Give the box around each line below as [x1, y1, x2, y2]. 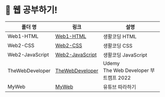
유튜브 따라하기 [103, 83, 137, 90]
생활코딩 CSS [103, 42, 133, 49]
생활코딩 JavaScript [103, 51, 147, 58]
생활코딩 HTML [103, 33, 137, 40]
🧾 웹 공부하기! [5, 4, 57, 16]
